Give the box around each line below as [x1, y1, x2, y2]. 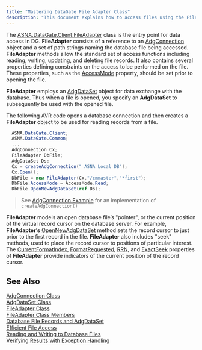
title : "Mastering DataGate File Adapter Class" [6, 8, 130, 15]
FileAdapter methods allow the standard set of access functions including [6, 50, 190, 57]
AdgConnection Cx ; [11, 147, 58, 153]
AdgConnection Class [6, 292, 60, 299]
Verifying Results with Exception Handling [6, 337, 110, 344]
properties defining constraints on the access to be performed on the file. [6, 63, 188, 70]
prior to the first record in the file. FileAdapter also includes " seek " [6, 233, 172, 240]
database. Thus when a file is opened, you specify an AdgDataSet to [6, 94, 177, 101]
